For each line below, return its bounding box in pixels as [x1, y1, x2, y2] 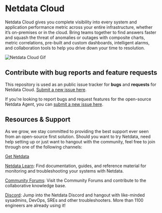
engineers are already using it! [5, 202, 66, 208]
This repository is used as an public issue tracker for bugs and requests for [5, 81, 157, 87]
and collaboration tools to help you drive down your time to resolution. [5, 45, 145, 51]
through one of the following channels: [5, 144, 82, 150]
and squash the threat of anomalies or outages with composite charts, [5, 35, 146, 40]
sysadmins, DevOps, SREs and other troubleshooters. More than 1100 [5, 197, 144, 203]
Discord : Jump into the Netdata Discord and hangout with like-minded [5, 192, 145, 198]
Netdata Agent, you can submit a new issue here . [5, 101, 103, 107]
